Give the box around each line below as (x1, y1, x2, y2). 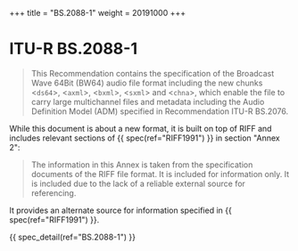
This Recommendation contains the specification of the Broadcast (30, 68, 275, 78)
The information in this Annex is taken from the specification (30, 159, 253, 170)
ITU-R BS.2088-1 (9, 39, 138, 59)
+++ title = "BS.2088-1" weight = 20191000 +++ (9, 8, 186, 18)
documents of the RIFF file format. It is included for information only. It (30, 168, 290, 179)
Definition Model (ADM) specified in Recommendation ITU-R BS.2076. (30, 106, 289, 117)
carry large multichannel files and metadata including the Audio (30, 96, 265, 107)
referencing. (30, 187, 77, 198)
